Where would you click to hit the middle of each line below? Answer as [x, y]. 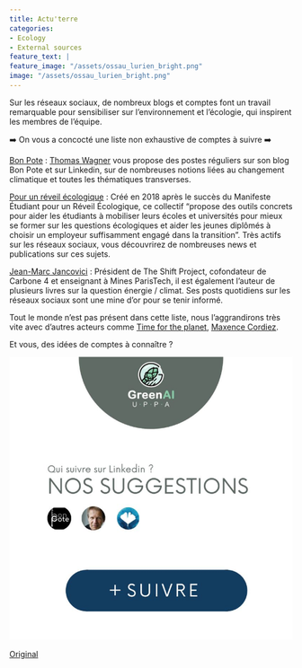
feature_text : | [40, 57]
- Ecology [28, 38]
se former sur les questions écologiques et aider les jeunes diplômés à [140, 225]
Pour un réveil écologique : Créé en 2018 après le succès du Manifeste [140, 197]
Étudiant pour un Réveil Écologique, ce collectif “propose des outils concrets [151, 206]
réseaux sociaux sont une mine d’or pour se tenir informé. [116, 300]
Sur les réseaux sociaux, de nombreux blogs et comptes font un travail [140, 102]
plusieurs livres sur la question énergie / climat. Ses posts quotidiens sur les [150, 290]
